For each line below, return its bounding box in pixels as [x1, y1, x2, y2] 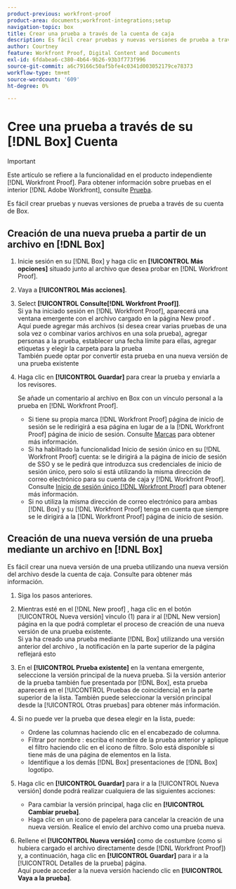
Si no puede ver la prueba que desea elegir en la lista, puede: [17, 714, 195, 723]
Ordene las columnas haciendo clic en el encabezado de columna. [27, 728, 221, 736]
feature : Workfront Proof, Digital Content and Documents [7, 50, 181, 57]
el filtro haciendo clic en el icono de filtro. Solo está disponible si [27, 742, 215, 751]
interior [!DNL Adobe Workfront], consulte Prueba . [7, 186, 153, 194]
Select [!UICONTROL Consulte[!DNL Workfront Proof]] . [17, 299, 181, 307]
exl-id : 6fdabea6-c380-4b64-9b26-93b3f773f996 [7, 56, 146, 63]
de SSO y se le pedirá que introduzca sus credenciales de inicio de [27, 460, 222, 468]
